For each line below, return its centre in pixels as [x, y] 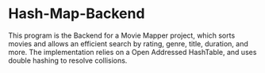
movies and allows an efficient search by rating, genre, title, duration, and [128, 43]
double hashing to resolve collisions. [68, 60]
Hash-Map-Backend [77, 14]
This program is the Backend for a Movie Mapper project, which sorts [122, 35]
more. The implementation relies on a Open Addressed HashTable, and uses [132, 52]
